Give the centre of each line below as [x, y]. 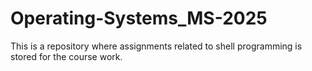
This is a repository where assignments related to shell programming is [156, 46]
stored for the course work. [66, 56]
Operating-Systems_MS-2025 [139, 18]
